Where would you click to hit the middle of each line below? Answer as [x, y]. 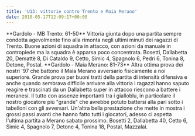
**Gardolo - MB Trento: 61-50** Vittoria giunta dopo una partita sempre [94, 33]
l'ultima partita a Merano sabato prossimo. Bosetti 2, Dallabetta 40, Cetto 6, [97, 120]
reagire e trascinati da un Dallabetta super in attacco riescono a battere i [93, 89]
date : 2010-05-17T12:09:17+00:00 [47, 17]
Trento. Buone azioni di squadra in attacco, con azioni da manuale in [88, 46]
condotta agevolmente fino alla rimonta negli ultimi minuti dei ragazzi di [92, 40]
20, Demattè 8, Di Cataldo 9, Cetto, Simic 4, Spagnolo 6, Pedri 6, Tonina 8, [95, 58]
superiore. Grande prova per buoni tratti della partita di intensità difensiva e [97, 77]
